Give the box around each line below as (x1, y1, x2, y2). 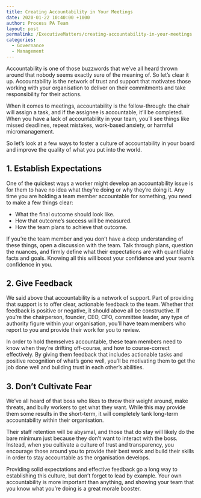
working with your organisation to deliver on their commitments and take (6, 84, 186, 91)
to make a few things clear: (6, 199, 73, 206)
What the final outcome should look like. (14, 210, 115, 218)
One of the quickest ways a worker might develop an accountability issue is (6, 179, 194, 187)
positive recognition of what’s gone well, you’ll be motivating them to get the (6, 357, 196, 364)
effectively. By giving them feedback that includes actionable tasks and (6, 351, 183, 358)
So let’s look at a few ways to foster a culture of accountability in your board (6, 140, 195, 147)
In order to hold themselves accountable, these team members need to (6, 338, 182, 345)
